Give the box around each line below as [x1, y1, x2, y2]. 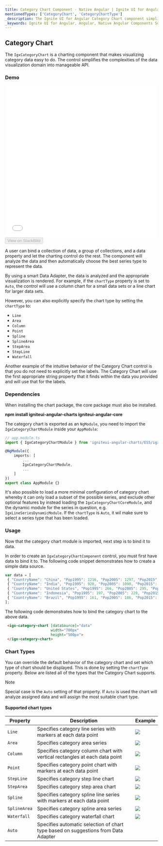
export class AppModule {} [5, 480, 60, 485]
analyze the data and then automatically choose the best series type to [5, 258, 147, 264]
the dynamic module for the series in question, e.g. [5, 505, 107, 511]
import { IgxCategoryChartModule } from [5, 440, 88, 445]
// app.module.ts [5, 435, 40, 441]
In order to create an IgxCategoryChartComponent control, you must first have [5, 553, 157, 559]
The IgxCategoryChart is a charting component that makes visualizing [5, 52, 144, 57]
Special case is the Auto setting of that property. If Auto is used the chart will [5, 688, 158, 694]
